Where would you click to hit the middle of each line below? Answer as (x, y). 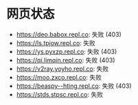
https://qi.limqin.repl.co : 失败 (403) (66, 60)
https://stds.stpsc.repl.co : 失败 (60, 94)
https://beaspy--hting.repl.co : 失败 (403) (74, 86)
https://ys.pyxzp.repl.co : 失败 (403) (67, 51)
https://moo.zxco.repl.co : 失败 (59, 77)
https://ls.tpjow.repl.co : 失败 (56, 43)
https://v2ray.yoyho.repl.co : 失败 (62, 69)
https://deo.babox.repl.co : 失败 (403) (69, 34)
